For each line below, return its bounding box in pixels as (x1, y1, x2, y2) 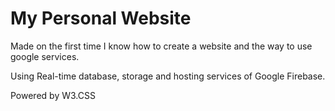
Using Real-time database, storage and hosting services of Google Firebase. (10, 70, 326, 82)
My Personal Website (10, 7, 192, 30)
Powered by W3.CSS (10, 89, 96, 101)
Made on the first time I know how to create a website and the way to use (10, 40, 313, 52)
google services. (10, 50, 80, 62)
